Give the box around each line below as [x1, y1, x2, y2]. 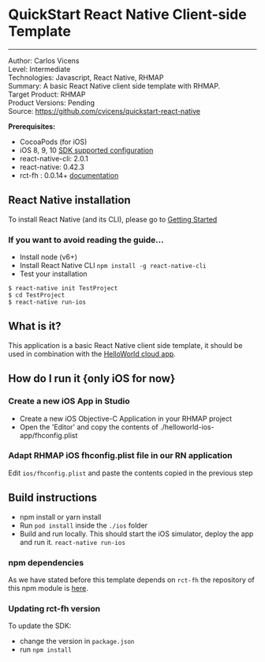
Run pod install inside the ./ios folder [19, 520, 148, 530]
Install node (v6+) [19, 252, 77, 262]
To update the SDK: [8, 621, 72, 630]
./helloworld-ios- [160, 422, 215, 432]
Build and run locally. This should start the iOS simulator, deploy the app [19, 528, 254, 539]
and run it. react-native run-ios [19, 537, 126, 547]
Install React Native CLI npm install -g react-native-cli [19, 261, 207, 270]
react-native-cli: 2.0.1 [19, 153, 88, 163]
